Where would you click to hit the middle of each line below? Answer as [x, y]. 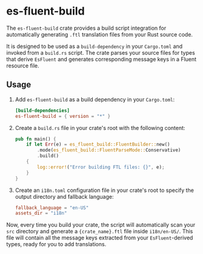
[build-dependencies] [42, 111]
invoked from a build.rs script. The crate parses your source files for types [101, 52]
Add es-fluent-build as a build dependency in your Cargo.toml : [95, 99]
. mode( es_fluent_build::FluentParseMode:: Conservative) [109, 150]
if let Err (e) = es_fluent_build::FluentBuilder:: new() [98, 145]
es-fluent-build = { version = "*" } [63, 116]
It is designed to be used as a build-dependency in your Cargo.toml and [95, 46]
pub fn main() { [35, 139]
